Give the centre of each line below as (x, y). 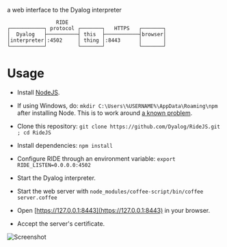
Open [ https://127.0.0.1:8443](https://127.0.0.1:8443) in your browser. (113, 210)
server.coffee (37, 198)
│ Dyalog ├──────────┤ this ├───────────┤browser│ (87, 34)
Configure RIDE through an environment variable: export (96, 158)
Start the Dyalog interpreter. (56, 178)
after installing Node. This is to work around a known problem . (105, 113)
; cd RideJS (34, 133)
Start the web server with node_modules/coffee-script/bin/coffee (110, 191)
